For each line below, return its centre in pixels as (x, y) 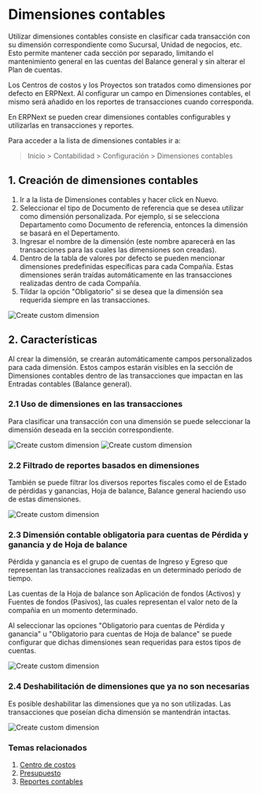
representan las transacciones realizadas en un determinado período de (125, 570)
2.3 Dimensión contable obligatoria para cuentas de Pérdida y (129, 535)
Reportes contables (51, 781)
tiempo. (20, 578)
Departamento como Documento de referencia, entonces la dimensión (134, 224)
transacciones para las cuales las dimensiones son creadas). (118, 249)
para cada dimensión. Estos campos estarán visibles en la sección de (121, 367)
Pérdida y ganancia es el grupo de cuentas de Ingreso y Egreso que (118, 562)
